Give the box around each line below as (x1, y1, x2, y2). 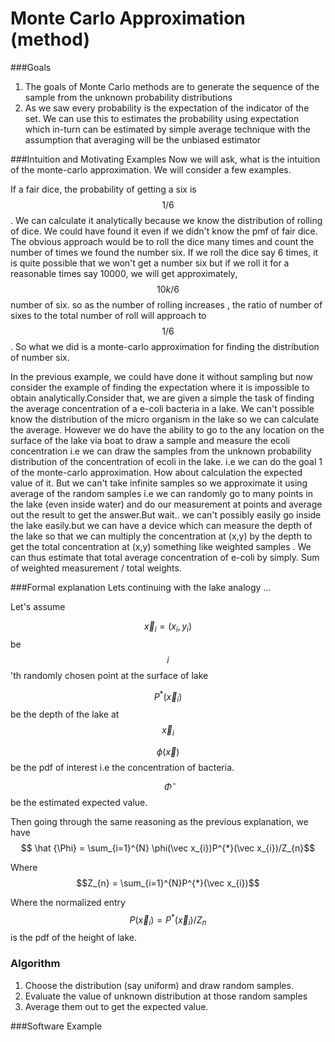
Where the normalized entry (10, 896, 126, 908)
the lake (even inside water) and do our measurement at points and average (10, 498, 323, 510)
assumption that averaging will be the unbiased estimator (24, 133, 262, 146)
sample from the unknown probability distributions (24, 91, 233, 103)
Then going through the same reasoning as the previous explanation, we (10, 815, 309, 827)
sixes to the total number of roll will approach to (10, 309, 207, 321)
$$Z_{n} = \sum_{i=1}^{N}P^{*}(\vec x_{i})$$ (76, 877, 260, 889)
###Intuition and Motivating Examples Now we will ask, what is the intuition (10, 153, 321, 165)
